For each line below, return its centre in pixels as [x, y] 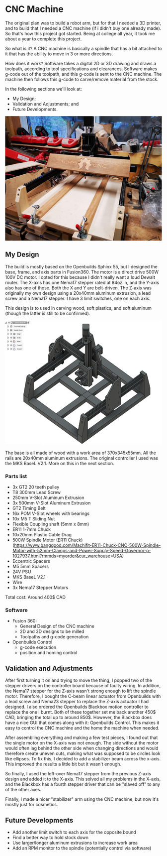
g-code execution [38, 647]
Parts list [16, 476]
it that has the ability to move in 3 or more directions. [59, 54]
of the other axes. [23, 790]
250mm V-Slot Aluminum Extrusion [48, 498]
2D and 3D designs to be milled [52, 631]
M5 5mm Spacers [30, 567]
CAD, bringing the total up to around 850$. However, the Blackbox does [79, 718]
